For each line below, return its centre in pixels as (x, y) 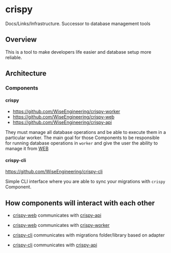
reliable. (14, 57)
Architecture (26, 73)
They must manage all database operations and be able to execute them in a (86, 132)
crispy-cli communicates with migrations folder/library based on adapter (89, 235)
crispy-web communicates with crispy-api (57, 215)
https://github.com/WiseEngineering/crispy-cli (54, 172)
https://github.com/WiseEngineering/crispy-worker (66, 111)
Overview (21, 40)
